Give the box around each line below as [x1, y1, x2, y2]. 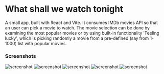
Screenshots [5, 52, 36, 59]
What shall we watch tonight [5, 3, 123, 15]
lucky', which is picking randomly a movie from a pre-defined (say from [5, 35, 149, 41]
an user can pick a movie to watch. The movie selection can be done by [5, 25, 150, 30]
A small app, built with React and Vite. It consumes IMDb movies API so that [5, 20, 158, 25]
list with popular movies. [18, 40, 67, 46]
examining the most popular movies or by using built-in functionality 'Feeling [5, 30, 160, 36]
